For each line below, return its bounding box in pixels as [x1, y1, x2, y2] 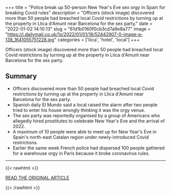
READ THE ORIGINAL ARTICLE [5, 175, 70, 181]
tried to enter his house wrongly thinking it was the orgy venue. [12, 107, 146, 113]
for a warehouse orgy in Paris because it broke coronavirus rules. [12, 150, 150, 156]
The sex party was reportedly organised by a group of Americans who [12, 112, 160, 118]
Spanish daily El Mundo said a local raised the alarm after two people [12, 102, 158, 108]
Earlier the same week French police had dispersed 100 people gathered [12, 145, 165, 151]
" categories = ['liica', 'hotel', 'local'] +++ [54, 37, 140, 43]
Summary [5, 72, 37, 81]
